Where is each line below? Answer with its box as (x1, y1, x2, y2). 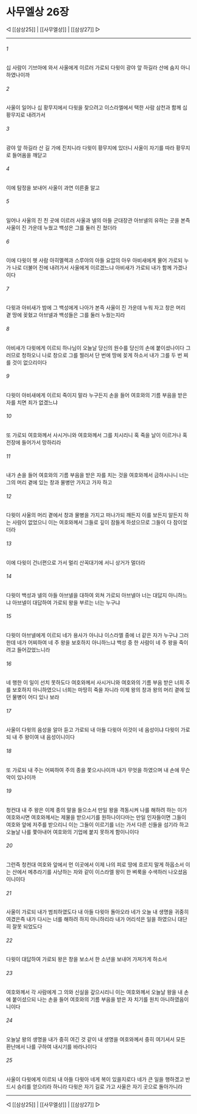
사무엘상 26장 (6, 5, 69, 19)
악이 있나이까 (6, 773, 36, 780)
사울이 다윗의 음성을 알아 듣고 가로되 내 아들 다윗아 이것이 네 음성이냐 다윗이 (6, 726, 180, 733)
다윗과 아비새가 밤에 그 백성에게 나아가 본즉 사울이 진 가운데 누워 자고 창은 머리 (6, 304, 186, 311)
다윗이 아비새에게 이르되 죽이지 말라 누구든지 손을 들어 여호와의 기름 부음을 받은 (6, 391, 188, 399)
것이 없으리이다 (12, 359, 47, 366)
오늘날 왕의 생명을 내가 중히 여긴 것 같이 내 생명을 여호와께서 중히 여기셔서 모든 (6, 1035, 186, 1042)
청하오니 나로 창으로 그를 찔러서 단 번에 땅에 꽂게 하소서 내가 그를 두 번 (21, 351, 183, 358)
